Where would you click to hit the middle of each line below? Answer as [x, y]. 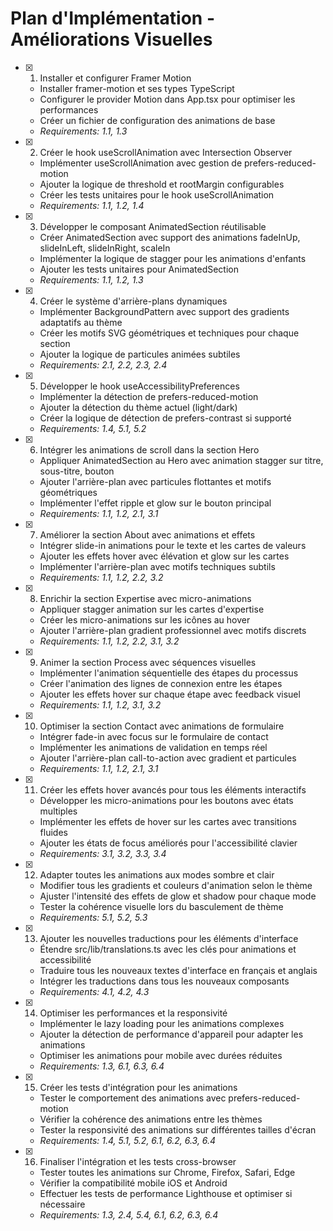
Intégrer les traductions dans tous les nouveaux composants [164, 981]
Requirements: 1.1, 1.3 [83, 131]
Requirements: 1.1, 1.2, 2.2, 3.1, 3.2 [109, 641]
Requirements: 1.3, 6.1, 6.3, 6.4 [102, 1066]
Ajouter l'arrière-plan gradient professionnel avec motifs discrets [173, 630]
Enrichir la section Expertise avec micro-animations [145, 598]
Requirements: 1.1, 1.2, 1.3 [91, 279]
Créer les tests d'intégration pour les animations [138, 1087]
